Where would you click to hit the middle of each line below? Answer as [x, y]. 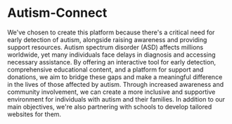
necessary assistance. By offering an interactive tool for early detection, [112, 62]
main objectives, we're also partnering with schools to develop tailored [110, 106]
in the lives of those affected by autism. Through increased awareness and [116, 84]
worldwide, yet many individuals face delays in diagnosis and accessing [111, 55]
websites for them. [34, 114]
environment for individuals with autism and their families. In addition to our [116, 99]
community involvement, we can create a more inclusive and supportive [111, 92]
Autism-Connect [57, 13]
